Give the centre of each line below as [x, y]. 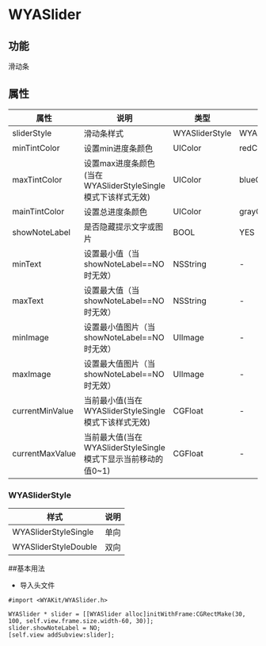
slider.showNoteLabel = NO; [55, 629]
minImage [30, 337]
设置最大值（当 [112, 290]
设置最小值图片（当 [120, 327]
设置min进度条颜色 [118, 148]
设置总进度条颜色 [116, 212]
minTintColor [36, 148]
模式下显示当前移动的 [123, 459]
